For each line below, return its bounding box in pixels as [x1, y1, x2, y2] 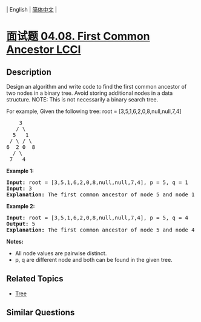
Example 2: [6, 203, 35, 210]
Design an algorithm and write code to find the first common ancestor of [6, 83, 187, 90]
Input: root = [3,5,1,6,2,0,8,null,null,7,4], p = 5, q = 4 [6, 214, 189, 221]
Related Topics [6, 273, 64, 284]
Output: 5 [6, 221, 35, 227]
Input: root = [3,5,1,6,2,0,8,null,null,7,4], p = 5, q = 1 [6, 179, 189, 186]
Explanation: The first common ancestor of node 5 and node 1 [6, 191, 195, 198]
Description [6, 67, 51, 77]
